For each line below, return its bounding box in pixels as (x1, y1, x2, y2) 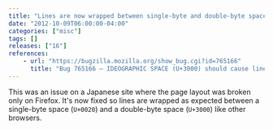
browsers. (8, 113, 42, 123)
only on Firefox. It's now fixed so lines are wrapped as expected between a (8, 95, 260, 105)
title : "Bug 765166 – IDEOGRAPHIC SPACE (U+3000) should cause (29, 65, 249, 73)
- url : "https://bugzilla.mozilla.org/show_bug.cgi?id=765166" (23, 58, 242, 66)
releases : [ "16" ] (8, 42, 67, 50)
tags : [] (8, 34, 38, 43)
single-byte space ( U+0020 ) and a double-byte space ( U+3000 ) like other (8, 104, 246, 114)
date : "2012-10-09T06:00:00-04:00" (8, 19, 129, 28)
